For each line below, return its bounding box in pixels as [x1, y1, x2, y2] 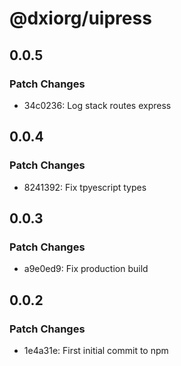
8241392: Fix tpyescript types [23, 181, 147, 193]
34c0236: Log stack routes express [23, 99, 172, 111]
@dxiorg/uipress [9, 7, 152, 30]
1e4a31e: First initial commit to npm [23, 344, 169, 356]
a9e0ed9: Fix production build [23, 263, 149, 275]
